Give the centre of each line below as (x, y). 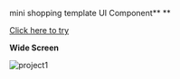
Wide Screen (34, 48)
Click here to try (39, 30)
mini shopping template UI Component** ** (90, 13)
